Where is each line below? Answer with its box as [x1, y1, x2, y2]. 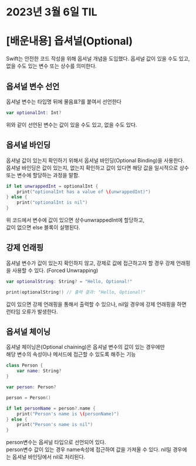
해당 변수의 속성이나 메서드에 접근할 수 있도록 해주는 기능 [6, 351, 136, 358]
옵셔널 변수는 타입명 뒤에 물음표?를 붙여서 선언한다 [6, 98, 122, 105]
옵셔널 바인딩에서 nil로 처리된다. [12, 454, 86, 461]
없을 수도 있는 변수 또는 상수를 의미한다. [6, 62, 97, 69]
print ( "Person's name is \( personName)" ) [16, 411, 119, 417]
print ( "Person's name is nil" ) [16, 422, 93, 428]
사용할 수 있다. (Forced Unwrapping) [12, 267, 99, 274]
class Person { [6, 362, 43, 368]
